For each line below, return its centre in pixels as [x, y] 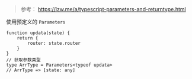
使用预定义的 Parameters [36, 22]
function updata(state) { [38, 33]
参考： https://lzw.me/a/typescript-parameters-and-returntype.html [103, 9]
